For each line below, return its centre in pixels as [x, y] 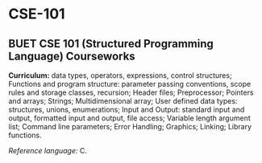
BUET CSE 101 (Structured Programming [111, 44]
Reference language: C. [48, 151]
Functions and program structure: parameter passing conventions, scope [130, 84]
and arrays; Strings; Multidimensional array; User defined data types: [123, 101]
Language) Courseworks [72, 56]
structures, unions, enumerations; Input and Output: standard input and [127, 110]
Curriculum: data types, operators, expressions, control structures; [120, 75]
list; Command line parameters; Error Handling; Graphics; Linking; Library [130, 126]
